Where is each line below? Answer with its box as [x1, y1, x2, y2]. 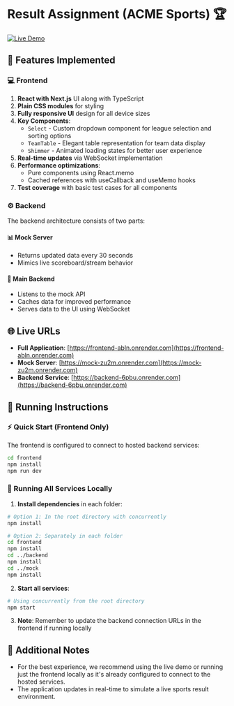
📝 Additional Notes [7, 644, 90, 656]
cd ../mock [7, 564, 39, 572]
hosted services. [17, 677, 65, 686]
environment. [17, 693, 56, 701]
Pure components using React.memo [27, 168, 134, 177]
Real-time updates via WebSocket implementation [17, 154, 163, 162]
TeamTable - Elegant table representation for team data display [27, 138, 205, 147]
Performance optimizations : [17, 161, 101, 169]
